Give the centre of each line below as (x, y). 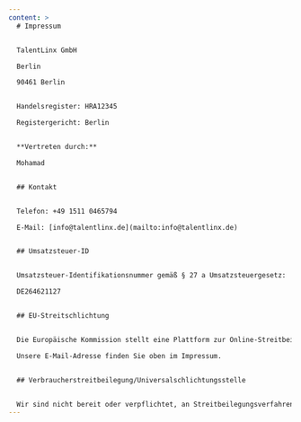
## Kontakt (37, 187)
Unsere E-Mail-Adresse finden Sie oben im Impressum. (119, 356)
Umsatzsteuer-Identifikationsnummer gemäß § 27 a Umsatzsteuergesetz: (151, 276)
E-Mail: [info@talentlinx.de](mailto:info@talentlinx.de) (128, 227)
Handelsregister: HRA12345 (67, 107)
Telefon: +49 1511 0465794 (67, 211)
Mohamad (31, 163)
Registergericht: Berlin (63, 123)
